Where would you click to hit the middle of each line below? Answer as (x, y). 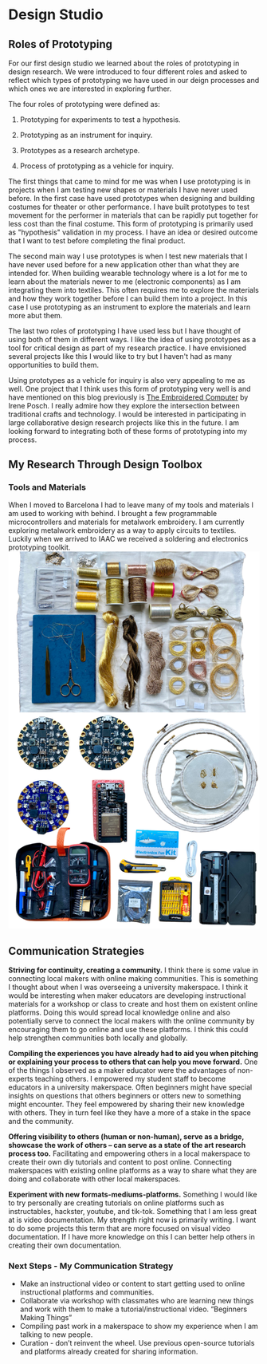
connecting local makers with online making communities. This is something (133, 979)
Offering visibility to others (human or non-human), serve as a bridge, (126, 1137)
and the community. (41, 1122)
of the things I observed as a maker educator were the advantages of (122, 1070)
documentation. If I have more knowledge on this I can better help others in (132, 1237)
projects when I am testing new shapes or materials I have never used (123, 190)
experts (21, 1079)
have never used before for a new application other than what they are (124, 264)
